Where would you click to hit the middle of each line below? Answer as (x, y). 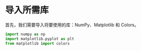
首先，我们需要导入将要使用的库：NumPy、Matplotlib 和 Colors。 (72, 25)
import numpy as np (25, 34)
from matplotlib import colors (37, 43)
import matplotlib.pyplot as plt (40, 39)
